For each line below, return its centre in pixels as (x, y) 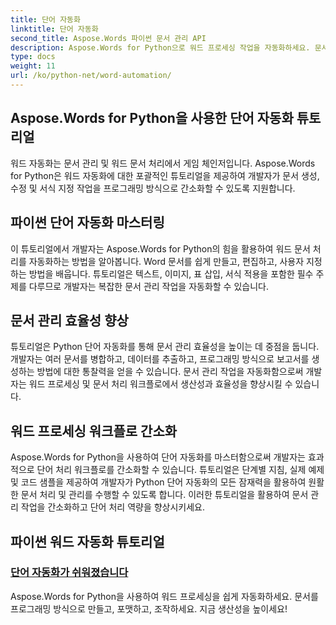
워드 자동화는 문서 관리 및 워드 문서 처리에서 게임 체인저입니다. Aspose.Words (163, 163)
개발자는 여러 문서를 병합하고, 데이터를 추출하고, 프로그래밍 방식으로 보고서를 (160, 359)
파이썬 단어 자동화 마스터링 (87, 222)
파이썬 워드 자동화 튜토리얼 (87, 541)
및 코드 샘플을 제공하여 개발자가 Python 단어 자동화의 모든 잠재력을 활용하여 (158, 482)
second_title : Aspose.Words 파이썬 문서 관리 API (108, 38)
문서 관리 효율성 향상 (69, 320)
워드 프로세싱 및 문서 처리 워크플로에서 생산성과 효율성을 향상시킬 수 (160, 384)
